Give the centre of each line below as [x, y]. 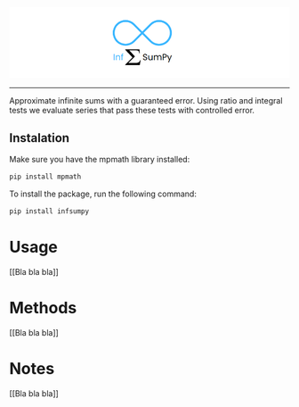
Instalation [39, 138]
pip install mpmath [45, 177]
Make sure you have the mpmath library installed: [100, 160]
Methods [43, 308]
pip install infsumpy [49, 212]
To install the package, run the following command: [103, 194]
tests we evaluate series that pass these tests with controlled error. [132, 110]
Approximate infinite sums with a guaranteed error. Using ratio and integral [146, 100]
